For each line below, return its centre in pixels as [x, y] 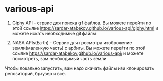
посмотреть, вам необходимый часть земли [59, 58]
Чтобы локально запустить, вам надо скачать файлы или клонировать [80, 68]
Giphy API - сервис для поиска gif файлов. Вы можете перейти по [82, 23]
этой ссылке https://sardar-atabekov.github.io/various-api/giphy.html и [85, 28]
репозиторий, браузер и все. [36, 73]
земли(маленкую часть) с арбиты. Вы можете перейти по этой [79, 48]
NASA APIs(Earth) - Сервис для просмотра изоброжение [72, 42]
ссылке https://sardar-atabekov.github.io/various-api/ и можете [78, 53]
